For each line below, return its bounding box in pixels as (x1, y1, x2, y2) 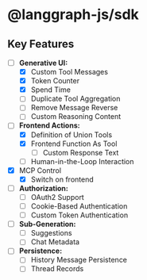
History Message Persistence (30, 255, 128, 265)
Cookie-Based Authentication (30, 201, 128, 211)
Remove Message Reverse (30, 103, 118, 113)
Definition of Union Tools (30, 129, 113, 140)
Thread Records (30, 264, 84, 274)
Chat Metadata (30, 237, 80, 247)
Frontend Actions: (18, 121, 80, 130)
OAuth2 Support (30, 192, 84, 201)
